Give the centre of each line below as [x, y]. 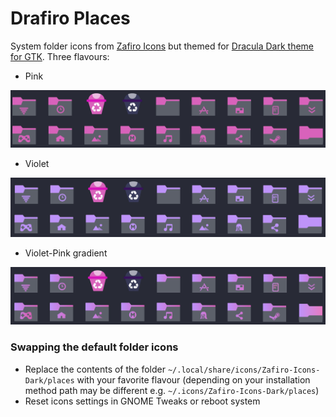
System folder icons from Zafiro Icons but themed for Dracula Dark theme [162, 46]
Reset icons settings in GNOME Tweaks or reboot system [142, 401]
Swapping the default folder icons [94, 347]
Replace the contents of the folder [95, 369]
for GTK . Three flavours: [60, 56]
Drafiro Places [70, 18]
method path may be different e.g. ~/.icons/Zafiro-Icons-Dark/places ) [172, 390]
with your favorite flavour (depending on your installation [193, 379]
